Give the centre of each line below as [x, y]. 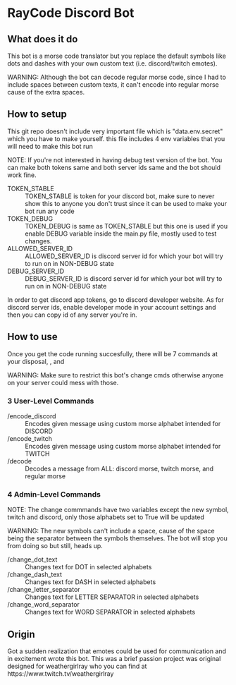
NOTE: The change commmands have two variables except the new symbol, [118, 510]
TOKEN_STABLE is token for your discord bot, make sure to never [120, 196]
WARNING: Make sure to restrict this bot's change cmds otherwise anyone [116, 375]
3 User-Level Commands [51, 401]
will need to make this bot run [50, 146]
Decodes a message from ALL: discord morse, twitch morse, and [119, 468]
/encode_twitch [30, 438]
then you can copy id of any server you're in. [72, 315]
